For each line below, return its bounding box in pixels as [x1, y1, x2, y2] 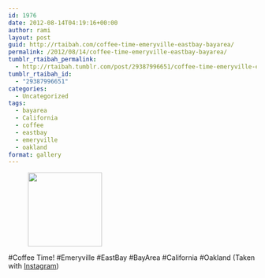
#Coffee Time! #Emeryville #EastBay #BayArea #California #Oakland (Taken [8, 253, 256, 262]
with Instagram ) [8, 261, 59, 271]
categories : [8, 84, 47, 93]
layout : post [8, 33, 51, 42]
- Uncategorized [15, 92, 69, 100]
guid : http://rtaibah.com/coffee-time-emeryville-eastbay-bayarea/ [8, 41, 235, 49]
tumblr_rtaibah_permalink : [8, 56, 97, 64]
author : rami [8, 26, 51, 34]
